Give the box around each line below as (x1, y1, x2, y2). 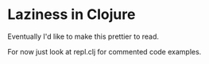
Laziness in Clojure (7, 6, 136, 24)
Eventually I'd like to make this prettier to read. (7, 32, 160, 41)
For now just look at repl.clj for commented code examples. (7, 47, 202, 56)
